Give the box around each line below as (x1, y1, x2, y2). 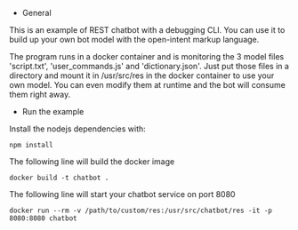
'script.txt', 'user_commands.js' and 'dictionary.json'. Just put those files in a (9, 61, 289, 71)
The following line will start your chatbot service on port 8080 (9, 189, 236, 199)
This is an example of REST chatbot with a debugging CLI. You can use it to (9, 25, 286, 35)
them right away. (9, 89, 71, 99)
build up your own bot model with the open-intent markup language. (9, 35, 260, 44)
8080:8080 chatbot (9, 214, 77, 223)
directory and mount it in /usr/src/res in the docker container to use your (9, 70, 275, 81)
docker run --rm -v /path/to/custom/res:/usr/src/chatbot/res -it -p (9, 206, 273, 215)
